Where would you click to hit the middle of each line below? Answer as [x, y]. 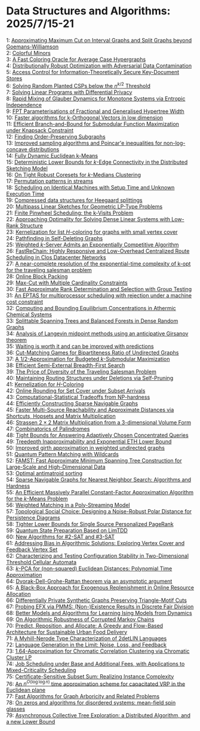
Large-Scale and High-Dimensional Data [56, 467]
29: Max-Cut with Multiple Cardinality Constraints [67, 283]
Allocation [19, 594]
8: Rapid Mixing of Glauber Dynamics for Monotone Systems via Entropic [96, 98]
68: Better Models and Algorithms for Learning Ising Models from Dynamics [99, 613]
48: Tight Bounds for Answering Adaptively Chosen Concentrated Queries [98, 435]
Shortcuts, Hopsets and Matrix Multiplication [61, 416]
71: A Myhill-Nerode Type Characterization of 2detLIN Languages [87, 638]
